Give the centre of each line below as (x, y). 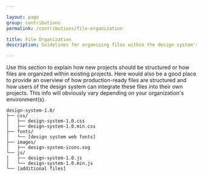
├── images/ (21, 143)
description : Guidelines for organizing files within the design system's (102, 45)
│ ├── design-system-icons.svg (48, 148)
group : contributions (34, 23)
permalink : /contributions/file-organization (64, 28)
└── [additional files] (36, 169)
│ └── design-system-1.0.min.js (50, 164)
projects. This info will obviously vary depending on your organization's (95, 93)
